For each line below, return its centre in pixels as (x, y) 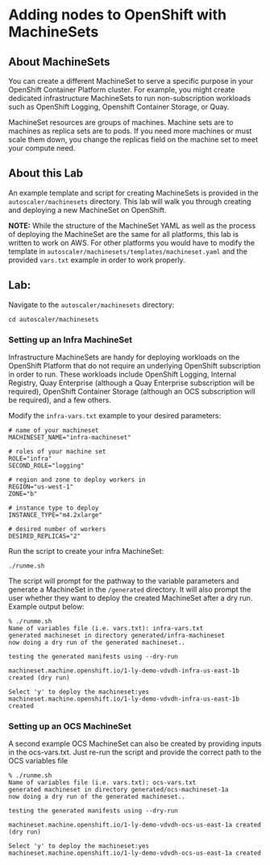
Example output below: (46, 606)
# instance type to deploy (54, 508)
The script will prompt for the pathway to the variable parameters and (124, 580)
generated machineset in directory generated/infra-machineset (117, 635)
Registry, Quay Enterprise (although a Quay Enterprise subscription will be (132, 383)
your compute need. (42, 148)
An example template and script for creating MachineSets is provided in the (134, 193)
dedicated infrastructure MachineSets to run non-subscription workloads (130, 98)
